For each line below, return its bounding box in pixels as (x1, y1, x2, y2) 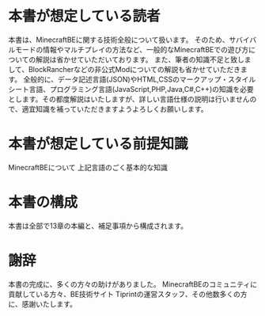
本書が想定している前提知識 (8, 135, 188, 153)
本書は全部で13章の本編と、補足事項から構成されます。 (8, 221, 188, 230)
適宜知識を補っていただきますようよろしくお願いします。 (21, 104, 208, 113)
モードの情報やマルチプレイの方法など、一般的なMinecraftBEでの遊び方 (14, 44, 249, 54)
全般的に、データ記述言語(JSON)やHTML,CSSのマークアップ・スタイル (23, 74, 256, 84)
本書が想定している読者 (8, 7, 161, 25)
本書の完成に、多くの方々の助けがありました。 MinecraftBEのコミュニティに (8, 279, 258, 289)
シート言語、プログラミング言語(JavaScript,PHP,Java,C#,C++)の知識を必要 (8, 84, 255, 93)
